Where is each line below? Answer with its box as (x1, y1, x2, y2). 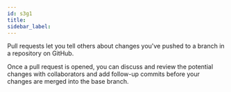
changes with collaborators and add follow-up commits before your (7, 70, 200, 78)
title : (7, 17, 26, 24)
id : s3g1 (7, 10, 33, 17)
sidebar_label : (7, 23, 51, 30)
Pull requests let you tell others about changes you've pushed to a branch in (7, 42, 225, 50)
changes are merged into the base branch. (7, 77, 129, 86)
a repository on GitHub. (7, 49, 74, 57)
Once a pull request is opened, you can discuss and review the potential (7, 63, 214, 71)
